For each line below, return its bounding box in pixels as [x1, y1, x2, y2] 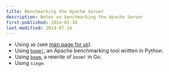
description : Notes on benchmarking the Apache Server [6, 14, 144, 20]
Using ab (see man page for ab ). [14, 41, 92, 48]
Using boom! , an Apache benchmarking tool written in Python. [14, 47, 164, 54]
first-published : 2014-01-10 [6, 19, 78, 25]
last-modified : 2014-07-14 [6, 25, 72, 31]
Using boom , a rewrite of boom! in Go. [14, 53, 102, 60]
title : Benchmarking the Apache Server [6, 8, 104, 15]
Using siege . [14, 60, 45, 67]
